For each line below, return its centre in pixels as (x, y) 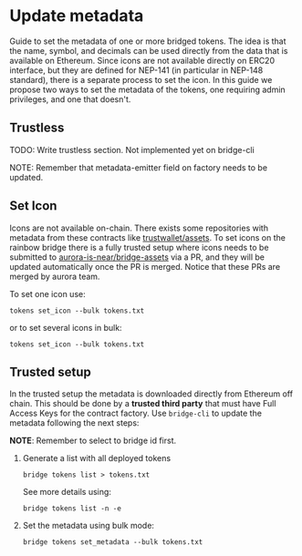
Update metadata (77, 16)
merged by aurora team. (55, 276)
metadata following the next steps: (74, 423)
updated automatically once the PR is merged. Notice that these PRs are (145, 266)
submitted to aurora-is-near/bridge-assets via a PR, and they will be (137, 257)
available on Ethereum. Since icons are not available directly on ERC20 (142, 60)
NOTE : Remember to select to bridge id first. (93, 441)
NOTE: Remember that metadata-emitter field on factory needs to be (138, 167)
